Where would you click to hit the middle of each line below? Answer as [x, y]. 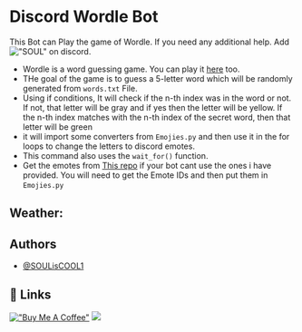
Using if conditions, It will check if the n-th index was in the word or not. [157, 98]
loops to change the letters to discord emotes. [108, 146]
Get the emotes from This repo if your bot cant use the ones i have [147, 165]
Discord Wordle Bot [84, 17]
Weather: [36, 214]
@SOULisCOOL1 [53, 266]
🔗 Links [30, 294]
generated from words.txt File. [80, 88]
